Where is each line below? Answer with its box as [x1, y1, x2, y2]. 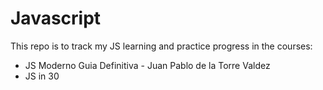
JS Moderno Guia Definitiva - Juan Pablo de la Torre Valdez [24, 59, 271, 71]
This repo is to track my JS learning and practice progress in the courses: [10, 40, 313, 52]
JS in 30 [24, 70, 60, 82]
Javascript [10, 7, 102, 30]
